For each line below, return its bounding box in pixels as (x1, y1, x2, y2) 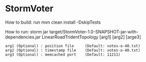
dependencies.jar (5, 34, 41, 40)
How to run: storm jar (5, 29, 49, 34)
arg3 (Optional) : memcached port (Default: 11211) (5, 52, 121, 57)
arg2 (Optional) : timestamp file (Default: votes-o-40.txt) (5, 48, 141, 53)
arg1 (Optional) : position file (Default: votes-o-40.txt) (5, 43, 141, 48)
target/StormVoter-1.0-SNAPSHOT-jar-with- (49, 29, 139, 34)
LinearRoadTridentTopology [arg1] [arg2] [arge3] (42, 34, 141, 40)
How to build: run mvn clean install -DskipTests (5, 19, 101, 25)
